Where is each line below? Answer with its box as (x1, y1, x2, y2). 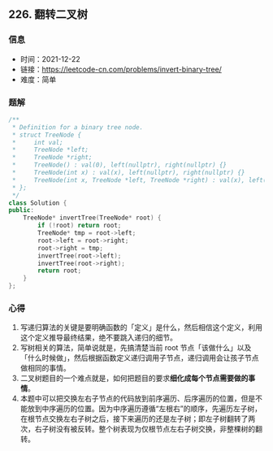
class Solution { (8, 198, 67, 207)
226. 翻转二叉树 (8, 7, 88, 22)
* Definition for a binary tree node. (11, 123, 144, 132)
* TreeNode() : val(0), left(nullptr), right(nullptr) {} (11, 161, 227, 169)
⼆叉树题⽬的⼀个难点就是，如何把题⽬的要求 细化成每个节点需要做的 (19, 373, 249, 384)
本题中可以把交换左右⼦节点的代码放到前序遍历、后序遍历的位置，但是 (19, 393, 256, 404)
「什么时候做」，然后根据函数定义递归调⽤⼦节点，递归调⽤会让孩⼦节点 (19, 353, 259, 363)
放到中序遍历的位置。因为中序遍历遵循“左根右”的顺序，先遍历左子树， (27, 404, 262, 414)
